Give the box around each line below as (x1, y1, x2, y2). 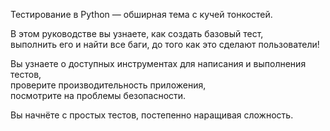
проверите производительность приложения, (10, 79, 207, 91)
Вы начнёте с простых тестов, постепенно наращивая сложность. (10, 109, 294, 121)
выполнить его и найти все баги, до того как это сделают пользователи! (10, 39, 320, 50)
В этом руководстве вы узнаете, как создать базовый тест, (10, 28, 264, 39)
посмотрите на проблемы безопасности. (10, 90, 187, 101)
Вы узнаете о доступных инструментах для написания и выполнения (10, 58, 307, 69)
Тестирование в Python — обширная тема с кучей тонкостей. (10, 9, 273, 20)
